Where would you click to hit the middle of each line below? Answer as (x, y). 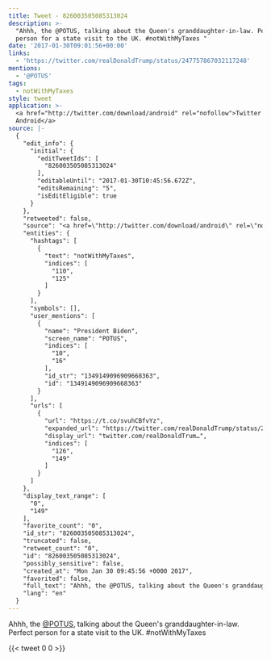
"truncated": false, (57, 541)
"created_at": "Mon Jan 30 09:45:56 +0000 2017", (108, 571)
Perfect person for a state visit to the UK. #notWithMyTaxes (107, 632)
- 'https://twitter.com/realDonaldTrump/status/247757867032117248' (133, 61)
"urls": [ (46, 406)
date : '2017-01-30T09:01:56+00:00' (68, 46)
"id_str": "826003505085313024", (79, 533)
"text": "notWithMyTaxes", (90, 256)
